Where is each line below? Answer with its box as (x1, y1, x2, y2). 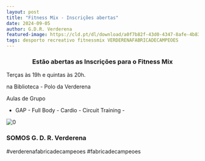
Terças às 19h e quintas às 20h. (6, 71, 86, 79)
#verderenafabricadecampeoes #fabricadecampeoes (6, 148, 142, 155)
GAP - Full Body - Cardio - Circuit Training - (15, 107, 125, 114)
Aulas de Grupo (6, 95, 46, 102)
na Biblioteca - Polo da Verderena (6, 83, 91, 90)
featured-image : (6, 32, 48, 38)
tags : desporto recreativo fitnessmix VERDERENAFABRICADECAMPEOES (6, 37, 179, 43)
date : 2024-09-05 (6, 20, 51, 26)
